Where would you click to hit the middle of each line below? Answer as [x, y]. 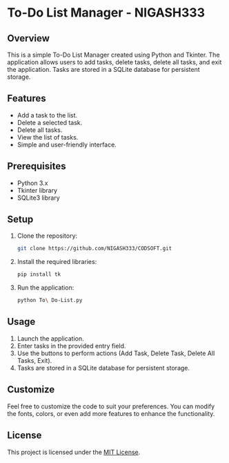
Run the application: [46, 287]
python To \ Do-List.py [50, 301]
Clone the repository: [47, 236]
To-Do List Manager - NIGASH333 [106, 13]
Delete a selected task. [50, 122]
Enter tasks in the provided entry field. [71, 346]
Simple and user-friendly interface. [67, 144]
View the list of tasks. [48, 137]
